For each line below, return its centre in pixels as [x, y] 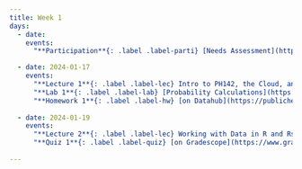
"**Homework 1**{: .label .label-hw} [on [112, 101]
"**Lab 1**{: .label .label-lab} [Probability [122, 92]
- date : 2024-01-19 [54, 118]
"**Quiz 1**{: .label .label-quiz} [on [107, 143]
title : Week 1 [36, 18]
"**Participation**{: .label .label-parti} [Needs [130, 51]
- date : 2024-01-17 [54, 67]
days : [19, 26]
